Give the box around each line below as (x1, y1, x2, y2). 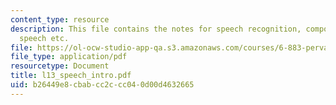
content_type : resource (10, 14, 110, 25)
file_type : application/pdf (10, 52, 128, 62)
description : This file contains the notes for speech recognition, (10, 24, 302, 34)
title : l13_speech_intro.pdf (10, 71, 132, 81)
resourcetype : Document (10, 61, 110, 71)
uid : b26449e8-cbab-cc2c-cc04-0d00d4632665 (10, 80, 195, 90)
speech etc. (19, 33, 70, 43)
